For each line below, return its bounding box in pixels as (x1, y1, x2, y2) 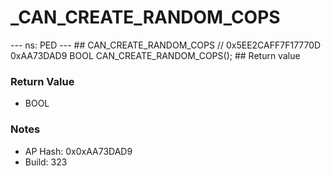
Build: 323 (24, 156, 68, 168)
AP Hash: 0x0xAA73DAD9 (24, 145, 133, 157)
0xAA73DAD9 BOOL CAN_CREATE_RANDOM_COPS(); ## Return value (10, 49, 301, 61)
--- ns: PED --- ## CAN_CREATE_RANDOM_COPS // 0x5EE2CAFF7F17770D (10, 39, 322, 51)
